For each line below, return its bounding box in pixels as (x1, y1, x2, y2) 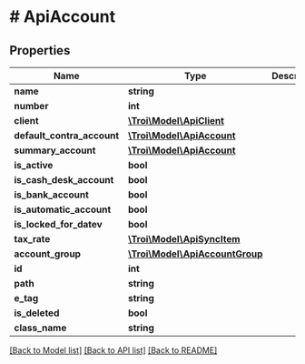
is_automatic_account (14, 203, 112, 216)
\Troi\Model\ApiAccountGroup (127, 248, 263, 260)
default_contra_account (14, 129, 120, 142)
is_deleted (14, 307, 60, 319)
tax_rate (14, 233, 51, 245)
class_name (14, 321, 67, 334)
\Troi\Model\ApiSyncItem (127, 233, 241, 245)
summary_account (14, 144, 96, 157)
